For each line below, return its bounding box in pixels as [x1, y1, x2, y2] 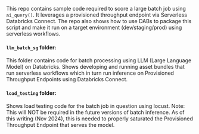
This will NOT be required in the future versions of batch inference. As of [6, 109, 185, 116]
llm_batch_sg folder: [6, 44, 57, 51]
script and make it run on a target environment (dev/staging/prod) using [6, 24, 182, 31]
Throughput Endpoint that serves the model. [6, 122, 115, 129]
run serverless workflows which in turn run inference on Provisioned [6, 69, 175, 76]
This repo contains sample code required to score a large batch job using [6, 5, 186, 12]
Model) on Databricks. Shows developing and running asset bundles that [6, 63, 185, 71]
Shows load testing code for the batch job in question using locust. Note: [6, 103, 185, 110]
